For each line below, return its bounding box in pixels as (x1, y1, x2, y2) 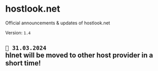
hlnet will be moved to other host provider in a (5, 51, 153, 60)
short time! (5, 59, 41, 67)
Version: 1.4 (5, 29, 31, 35)
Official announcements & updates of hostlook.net (5, 20, 110, 26)
